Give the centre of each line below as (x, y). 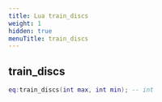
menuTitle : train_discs (49, 38)
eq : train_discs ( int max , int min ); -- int (81, 90)
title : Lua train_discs (49, 16)
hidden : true (30, 31)
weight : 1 (25, 23)
